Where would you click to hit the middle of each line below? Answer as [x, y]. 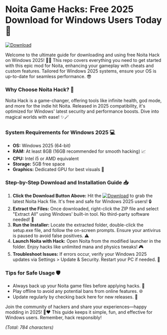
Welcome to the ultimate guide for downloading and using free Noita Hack [82, 55]
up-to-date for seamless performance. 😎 [49, 76]
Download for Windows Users [69, 20]
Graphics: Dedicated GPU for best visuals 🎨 [58, 169]
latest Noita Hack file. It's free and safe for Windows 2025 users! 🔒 [82, 201]
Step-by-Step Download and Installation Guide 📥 [67, 183]
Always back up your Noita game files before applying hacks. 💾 [79, 286]
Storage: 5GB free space [39, 164]
